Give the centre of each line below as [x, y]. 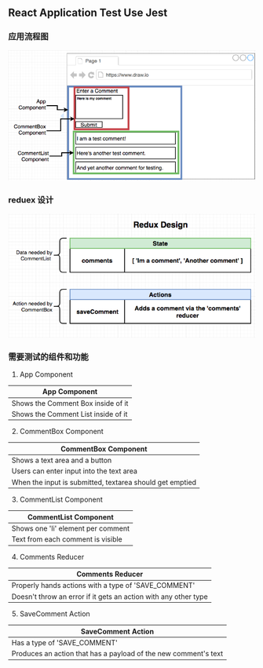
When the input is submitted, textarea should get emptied [104, 482]
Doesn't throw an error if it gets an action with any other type [110, 597]
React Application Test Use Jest [88, 13]
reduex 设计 [31, 200]
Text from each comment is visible [67, 539]
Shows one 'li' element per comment [70, 528]
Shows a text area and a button [62, 460]
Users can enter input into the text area [74, 471]
